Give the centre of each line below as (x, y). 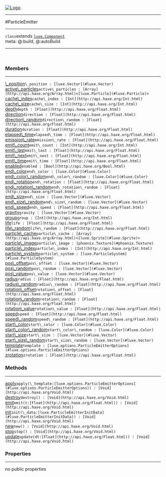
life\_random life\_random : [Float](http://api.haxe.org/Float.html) (78, 228)
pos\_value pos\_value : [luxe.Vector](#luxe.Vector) (60, 274)
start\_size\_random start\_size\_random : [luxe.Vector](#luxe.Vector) (80, 340)
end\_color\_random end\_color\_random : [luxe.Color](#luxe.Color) (77, 177)
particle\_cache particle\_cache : (40, 234)
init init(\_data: (21, 412)
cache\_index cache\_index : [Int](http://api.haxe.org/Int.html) (74, 98)
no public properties (26, 469)
